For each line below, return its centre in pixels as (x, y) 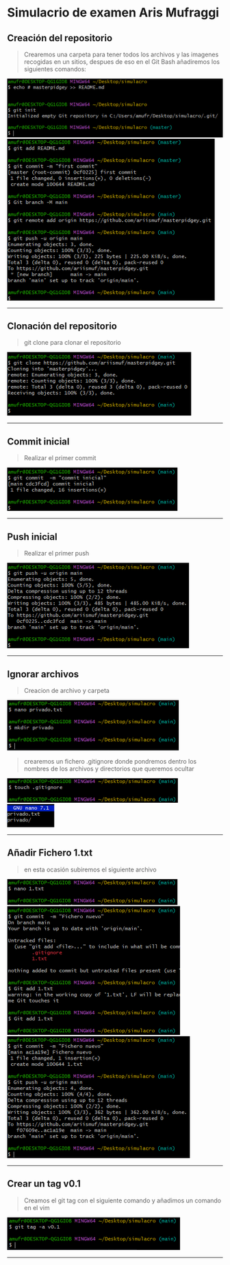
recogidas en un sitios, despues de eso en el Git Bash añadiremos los (122, 62)
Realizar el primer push (56, 554)
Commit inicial (38, 441)
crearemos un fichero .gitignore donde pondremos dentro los (110, 761)
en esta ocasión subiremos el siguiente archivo (90, 869)
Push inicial (32, 537)
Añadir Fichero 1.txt (50, 853)
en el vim (37, 1207)
